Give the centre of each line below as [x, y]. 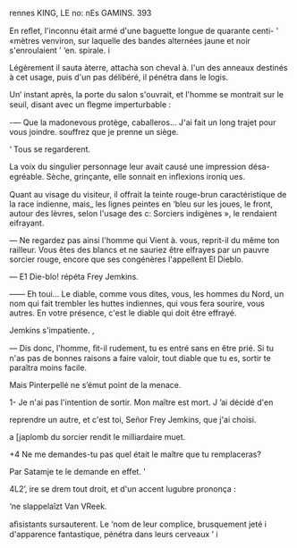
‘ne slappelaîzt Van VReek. [58, 506]
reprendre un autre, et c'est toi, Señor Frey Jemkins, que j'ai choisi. [133, 420]
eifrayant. [27, 223]
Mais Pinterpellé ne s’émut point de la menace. [95, 385]
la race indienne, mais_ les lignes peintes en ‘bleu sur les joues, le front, [141, 204]
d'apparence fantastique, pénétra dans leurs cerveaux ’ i [114, 534]
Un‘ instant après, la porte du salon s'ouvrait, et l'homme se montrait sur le [147, 94]
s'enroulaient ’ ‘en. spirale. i [59, 50]
